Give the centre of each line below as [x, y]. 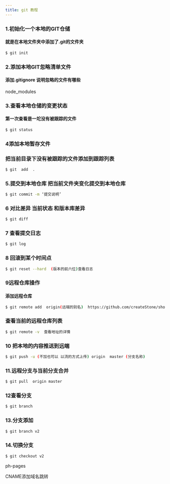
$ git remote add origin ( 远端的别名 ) [44, 307]
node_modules [21, 92]
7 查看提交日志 [23, 233]
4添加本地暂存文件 [28, 144]
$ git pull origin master [34, 382]
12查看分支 [19, 396]
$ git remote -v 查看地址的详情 [38, 332]
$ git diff [17, 219]
